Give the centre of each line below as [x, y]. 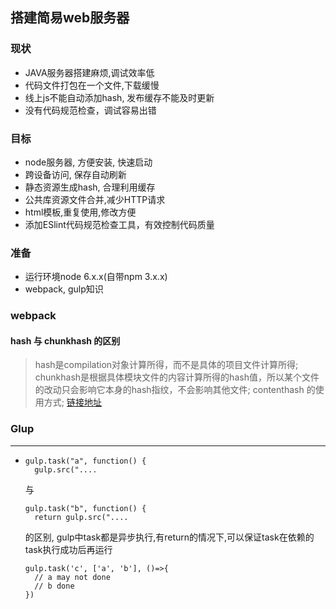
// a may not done [72, 577]
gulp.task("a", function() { [85, 461]
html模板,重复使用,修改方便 [80, 212]
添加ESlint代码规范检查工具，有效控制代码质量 [119, 224]
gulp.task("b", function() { [85, 508]
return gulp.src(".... [81, 517]
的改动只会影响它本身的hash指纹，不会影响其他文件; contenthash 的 [175, 390]
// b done [54, 586]
